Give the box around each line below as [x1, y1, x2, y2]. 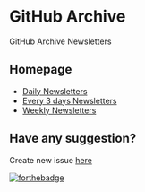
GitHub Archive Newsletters [9, 36, 112, 47]
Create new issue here [9, 154, 92, 165]
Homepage [9, 62, 72, 77]
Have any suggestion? [9, 131, 137, 146]
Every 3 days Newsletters [21, 95, 117, 106]
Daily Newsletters [21, 85, 88, 96]
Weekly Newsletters [21, 105, 97, 116]
